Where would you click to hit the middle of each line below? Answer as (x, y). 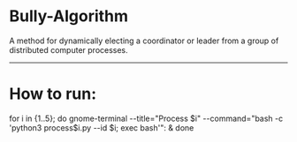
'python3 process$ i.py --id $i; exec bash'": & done (102, 127)
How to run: (53, 94)
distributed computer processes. (69, 49)
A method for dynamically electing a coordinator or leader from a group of (144, 41)
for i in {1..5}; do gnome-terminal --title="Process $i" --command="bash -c (146, 118)
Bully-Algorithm (69, 16)
